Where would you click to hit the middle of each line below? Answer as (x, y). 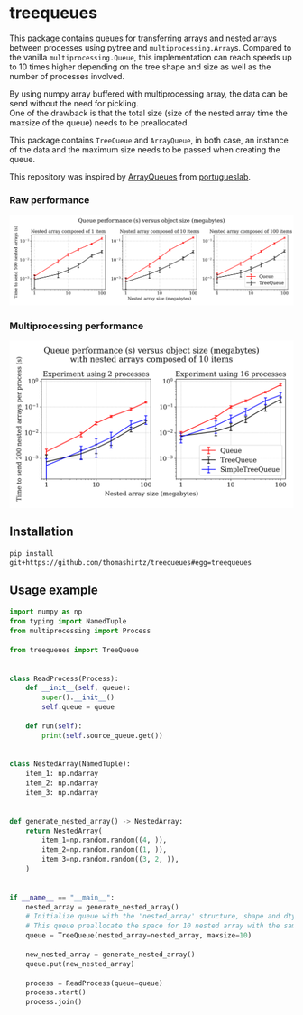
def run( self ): (54, 726)
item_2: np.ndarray (62, 783)
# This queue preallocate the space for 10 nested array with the (153, 926)
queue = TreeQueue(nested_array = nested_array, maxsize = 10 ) (139, 936)
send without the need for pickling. (74, 103)
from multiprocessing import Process (80, 631)
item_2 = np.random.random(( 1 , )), (105, 850)
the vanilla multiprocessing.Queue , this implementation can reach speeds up (151, 57)
